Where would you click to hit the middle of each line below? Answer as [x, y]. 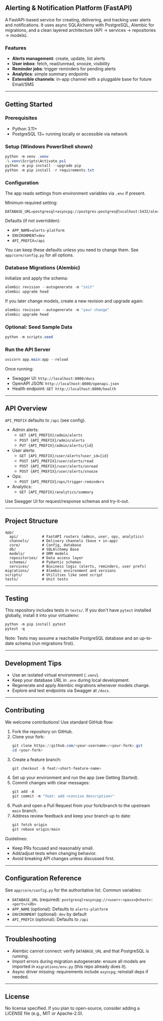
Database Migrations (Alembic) [43, 267]
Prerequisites [21, 118]
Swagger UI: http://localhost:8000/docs [53, 378]
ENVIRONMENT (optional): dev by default [49, 914]
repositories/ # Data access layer [46, 558]
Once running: [19, 369]
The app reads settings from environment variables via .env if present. [75, 193]
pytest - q [15, 629]
